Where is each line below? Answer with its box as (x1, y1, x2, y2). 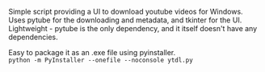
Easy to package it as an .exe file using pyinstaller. (8, 48, 176, 57)
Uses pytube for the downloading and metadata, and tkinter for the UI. (8, 15, 242, 25)
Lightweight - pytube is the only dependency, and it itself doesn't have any (8, 24, 258, 33)
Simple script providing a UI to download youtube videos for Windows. (8, 7, 244, 16)
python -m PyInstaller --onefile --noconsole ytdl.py (8, 56, 194, 64)
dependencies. (8, 32, 58, 42)
